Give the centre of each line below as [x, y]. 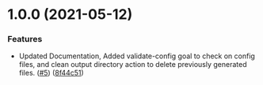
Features [25, 39]
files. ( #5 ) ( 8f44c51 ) [51, 73]
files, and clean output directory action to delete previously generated [133, 65]
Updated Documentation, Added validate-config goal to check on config [137, 56]
